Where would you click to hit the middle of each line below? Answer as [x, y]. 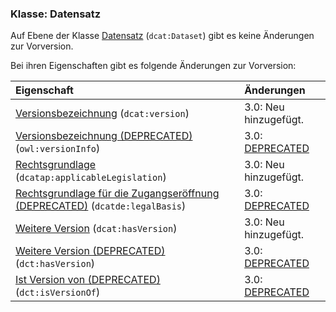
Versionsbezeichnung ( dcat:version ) [102, 114]
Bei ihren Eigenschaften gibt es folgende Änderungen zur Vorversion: [153, 66]
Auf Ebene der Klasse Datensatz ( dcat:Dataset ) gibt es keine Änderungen [162, 36]
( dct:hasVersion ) [55, 264]
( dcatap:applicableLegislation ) [91, 177]
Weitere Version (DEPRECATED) [90, 251]
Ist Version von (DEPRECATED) [88, 280]
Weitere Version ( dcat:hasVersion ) [96, 229]
